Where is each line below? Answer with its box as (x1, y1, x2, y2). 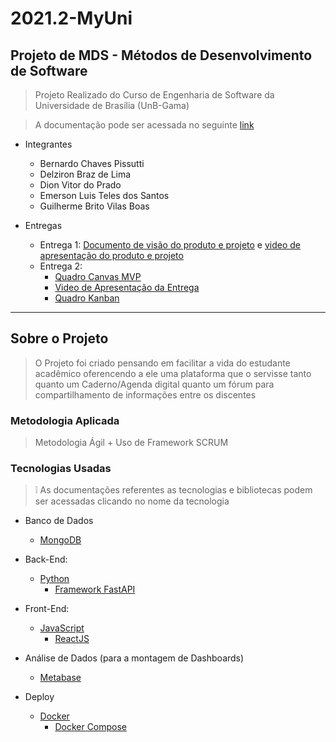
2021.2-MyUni (10, 7, 133, 30)
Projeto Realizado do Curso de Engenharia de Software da (34, 89, 275, 101)
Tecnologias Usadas (10, 462, 112, 476)
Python (39, 573, 70, 585)
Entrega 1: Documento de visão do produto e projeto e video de (39, 239, 302, 251)
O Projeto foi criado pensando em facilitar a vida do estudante (34, 357, 291, 369)
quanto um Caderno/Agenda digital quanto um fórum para (34, 378, 275, 390)
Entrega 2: (39, 260, 83, 272)
